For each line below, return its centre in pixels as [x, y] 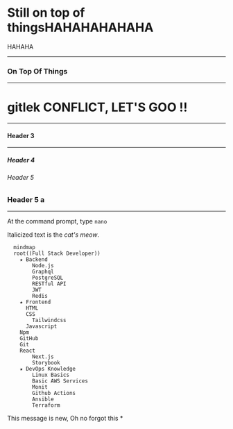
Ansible [43, 399]
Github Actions [54, 394]
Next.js [43, 357]
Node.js [43, 266]
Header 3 [21, 135]
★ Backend [34, 260]
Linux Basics [51, 375]
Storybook [46, 363]
